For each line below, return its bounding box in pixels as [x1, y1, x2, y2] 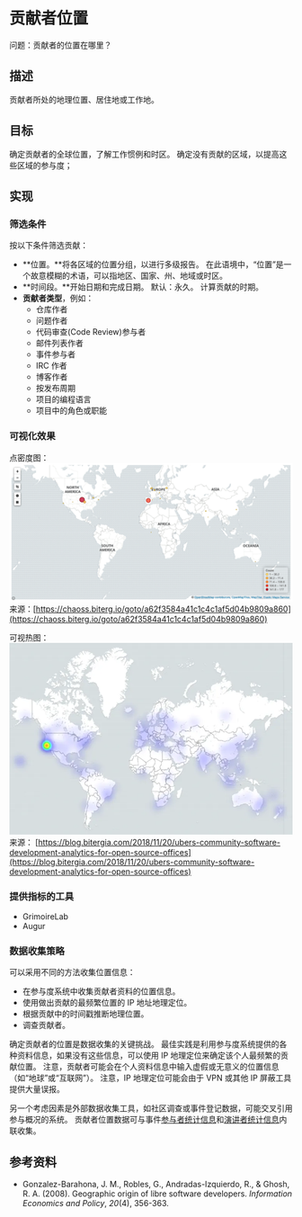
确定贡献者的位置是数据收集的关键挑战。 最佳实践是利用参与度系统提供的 [9, 1039, 280, 1050]
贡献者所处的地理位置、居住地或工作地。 [9, 94, 159, 104]
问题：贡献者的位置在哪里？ [9, 40, 112, 50]
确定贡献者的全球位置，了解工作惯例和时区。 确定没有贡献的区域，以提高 [9, 148, 280, 159]
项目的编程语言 [35, 394, 92, 405]
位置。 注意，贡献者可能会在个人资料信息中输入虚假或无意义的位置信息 [16, 1061, 280, 1072]
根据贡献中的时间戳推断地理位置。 [22, 1008, 149, 1019]
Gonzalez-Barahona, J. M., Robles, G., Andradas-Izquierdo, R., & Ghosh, [22, 1179, 290, 1190]
